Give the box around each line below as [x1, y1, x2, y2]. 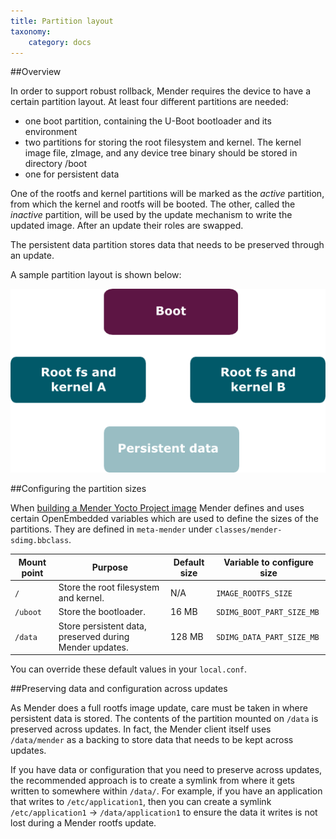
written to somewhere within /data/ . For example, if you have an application [10, 785, 323, 797]
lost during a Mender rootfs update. [10, 817, 157, 829]
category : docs [28, 37, 92, 47]
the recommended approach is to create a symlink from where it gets [10, 775, 295, 787]
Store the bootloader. [58, 606, 146, 618]
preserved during [58, 630, 130, 642]
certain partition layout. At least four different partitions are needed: [10, 96, 289, 108]
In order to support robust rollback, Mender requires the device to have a [10, 85, 311, 97]
